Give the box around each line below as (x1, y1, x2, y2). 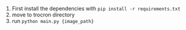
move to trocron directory (11, 11, 75, 18)
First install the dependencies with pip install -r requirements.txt (11, 5, 181, 12)
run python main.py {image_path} (11, 18, 94, 24)
